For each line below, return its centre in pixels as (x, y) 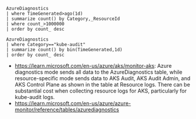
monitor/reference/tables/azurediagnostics (67, 110)
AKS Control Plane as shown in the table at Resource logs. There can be (102, 85)
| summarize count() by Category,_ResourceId (63, 19)
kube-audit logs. (35, 97)
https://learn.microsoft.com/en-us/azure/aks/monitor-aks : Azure (93, 66)
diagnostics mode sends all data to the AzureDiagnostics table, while (99, 72)
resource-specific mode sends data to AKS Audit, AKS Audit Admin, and (102, 78)
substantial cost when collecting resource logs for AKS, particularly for (101, 91)
